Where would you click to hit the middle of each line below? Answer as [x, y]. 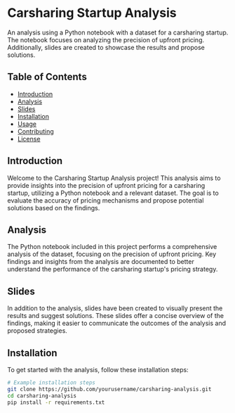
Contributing [35, 131]
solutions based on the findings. [54, 208]
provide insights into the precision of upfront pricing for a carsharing [106, 185]
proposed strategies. [38, 331]
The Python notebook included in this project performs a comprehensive [112, 247]
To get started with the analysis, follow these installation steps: [98, 370]
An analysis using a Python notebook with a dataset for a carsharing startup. [118, 32]
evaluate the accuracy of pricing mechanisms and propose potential [106, 200]
